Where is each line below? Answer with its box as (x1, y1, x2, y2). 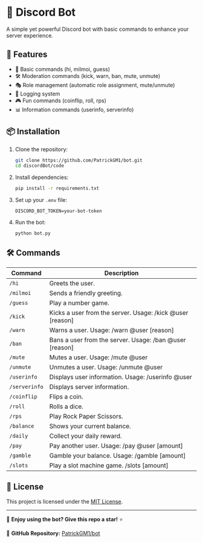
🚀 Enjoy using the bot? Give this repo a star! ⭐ (6, 515, 123, 522)
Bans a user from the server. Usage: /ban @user (49, 336, 186, 344)
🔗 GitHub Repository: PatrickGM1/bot (6, 529, 101, 537)
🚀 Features (6, 50, 48, 60)
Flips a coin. (49, 392, 83, 401)
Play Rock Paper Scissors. (49, 412, 124, 420)
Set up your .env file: (14, 197, 68, 204)
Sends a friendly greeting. (49, 288, 123, 297)
